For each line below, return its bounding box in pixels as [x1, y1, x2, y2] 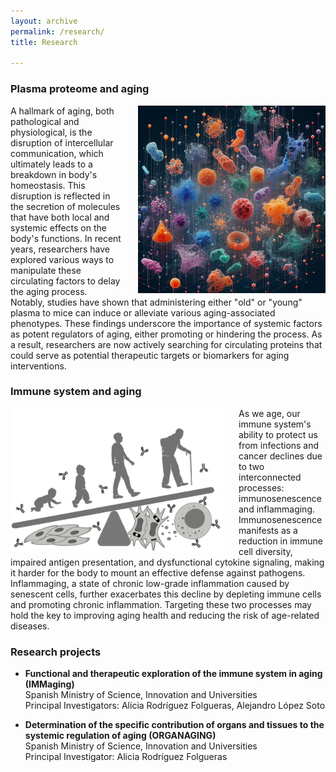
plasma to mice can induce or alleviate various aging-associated [10, 306, 276, 319]
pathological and [10, 115, 80, 127]
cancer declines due [238, 450, 323, 462]
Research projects [10, 645, 102, 659]
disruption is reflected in [10, 190, 111, 202]
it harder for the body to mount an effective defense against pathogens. [10, 566, 306, 579]
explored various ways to [10, 253, 115, 265]
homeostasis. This [10, 179, 86, 191]
